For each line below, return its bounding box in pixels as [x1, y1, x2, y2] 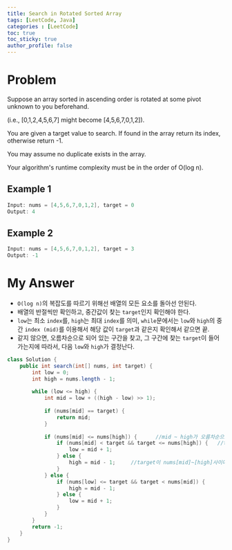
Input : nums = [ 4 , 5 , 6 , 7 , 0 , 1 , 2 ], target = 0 [7, 201, 135, 208]
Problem [7, 72, 57, 88]
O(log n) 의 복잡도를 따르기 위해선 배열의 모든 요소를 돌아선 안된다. [17, 299, 197, 307]
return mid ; [56, 414, 91, 421]
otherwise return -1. [7, 136, 64, 145]
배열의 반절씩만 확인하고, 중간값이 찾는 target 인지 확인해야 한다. [17, 308, 191, 315]
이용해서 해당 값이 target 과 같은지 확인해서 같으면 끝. [66, 325, 210, 333]
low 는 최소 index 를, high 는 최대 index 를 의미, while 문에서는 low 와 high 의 [17, 316, 215, 324]
